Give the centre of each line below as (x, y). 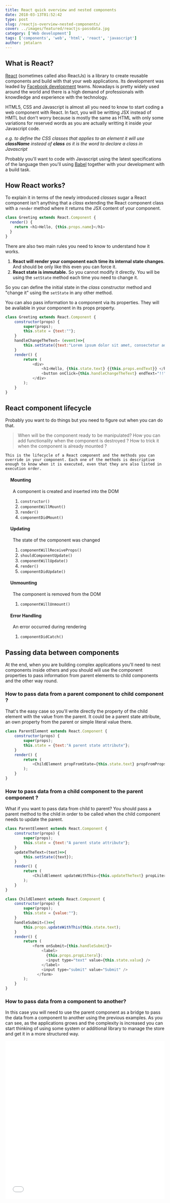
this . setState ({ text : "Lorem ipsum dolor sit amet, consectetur (91, 345)
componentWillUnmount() (45, 605)
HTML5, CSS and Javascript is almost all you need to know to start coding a (84, 107)
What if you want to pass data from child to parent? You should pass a (78, 809)
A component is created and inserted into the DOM (66, 491)
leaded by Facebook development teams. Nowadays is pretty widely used (82, 86)
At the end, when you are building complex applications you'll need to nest (83, 665)
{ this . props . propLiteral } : (74, 956)
